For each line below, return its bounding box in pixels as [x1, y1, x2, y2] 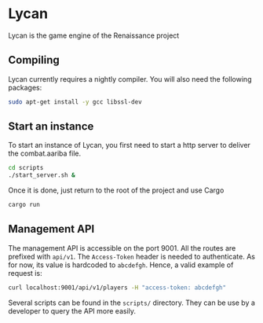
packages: [8, 83, 42, 92]
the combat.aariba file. [8, 149, 81, 158]
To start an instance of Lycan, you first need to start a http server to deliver [8, 141, 251, 150]
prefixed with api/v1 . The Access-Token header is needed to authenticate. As [8, 251, 255, 261]
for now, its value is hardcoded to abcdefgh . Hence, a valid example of [8, 260, 234, 270]
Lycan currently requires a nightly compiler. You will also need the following [8, 74, 252, 83]
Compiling [8, 53, 60, 67]
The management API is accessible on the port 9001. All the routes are [8, 243, 236, 252]
